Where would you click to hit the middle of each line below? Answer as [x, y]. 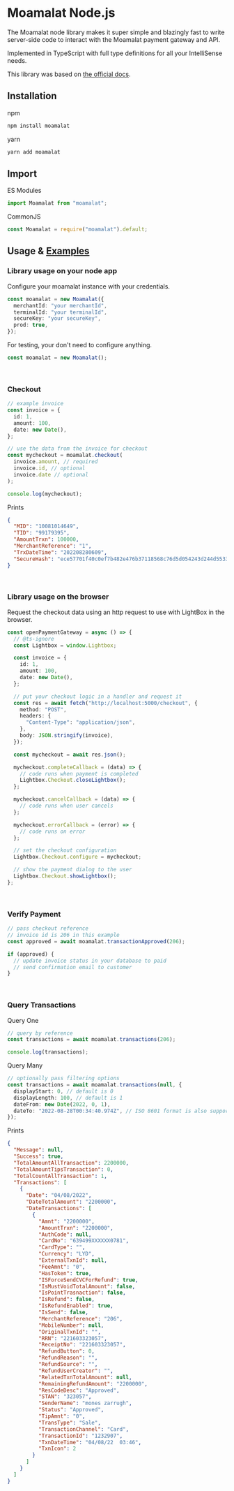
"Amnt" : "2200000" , [67, 1221]
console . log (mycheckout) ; [45, 494]
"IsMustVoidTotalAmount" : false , [87, 1286]
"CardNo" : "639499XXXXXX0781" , [84, 1241]
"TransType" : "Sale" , [69, 1423]
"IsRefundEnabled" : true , [76, 1306]
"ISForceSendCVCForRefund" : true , [88, 1280]
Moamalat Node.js [61, 13]
